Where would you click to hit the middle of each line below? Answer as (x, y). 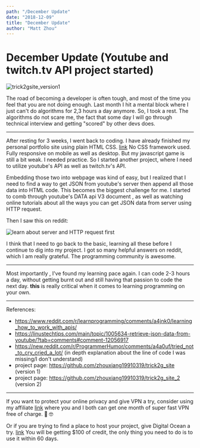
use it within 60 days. (32, 438)
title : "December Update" (38, 23)
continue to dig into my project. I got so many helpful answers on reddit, (94, 250)
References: (21, 309)
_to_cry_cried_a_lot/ (39, 353)
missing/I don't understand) (49, 359)
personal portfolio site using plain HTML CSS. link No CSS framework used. (99, 147)
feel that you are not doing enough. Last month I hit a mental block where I (97, 105)
